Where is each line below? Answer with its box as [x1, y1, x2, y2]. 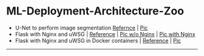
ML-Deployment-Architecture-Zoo [6, 4, 184, 18]
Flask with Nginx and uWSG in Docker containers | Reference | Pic [15, 37, 181, 44]
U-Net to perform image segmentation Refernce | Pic [15, 24, 148, 31]
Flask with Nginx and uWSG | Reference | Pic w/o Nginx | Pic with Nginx [15, 30, 195, 37]
